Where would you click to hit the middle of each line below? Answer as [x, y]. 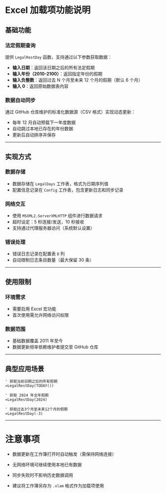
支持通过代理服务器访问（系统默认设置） [53, 228]
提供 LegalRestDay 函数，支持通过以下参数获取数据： [59, 57]
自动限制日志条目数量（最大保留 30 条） [53, 260]
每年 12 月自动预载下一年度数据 [44, 122]
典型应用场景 [25, 369]
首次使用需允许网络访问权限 [41, 315]
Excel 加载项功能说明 [48, 10]
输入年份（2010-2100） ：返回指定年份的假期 [57, 74]
